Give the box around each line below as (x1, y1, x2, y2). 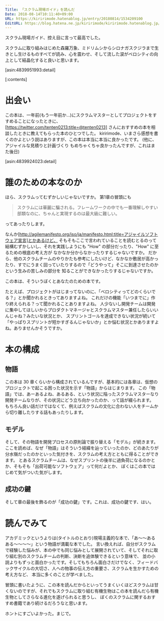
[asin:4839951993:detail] (5, 67, 56, 73)
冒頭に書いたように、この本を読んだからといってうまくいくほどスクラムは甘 (5, 581, 159, 588)
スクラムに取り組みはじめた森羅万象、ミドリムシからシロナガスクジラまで (5, 45, 155, 51)
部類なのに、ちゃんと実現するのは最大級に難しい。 (17, 211, 120, 217)
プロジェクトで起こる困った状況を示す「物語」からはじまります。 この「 (5, 385, 151, 391)
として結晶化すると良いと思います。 (9, 57, 82, 63)
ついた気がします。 (26, 469, 65, 475)
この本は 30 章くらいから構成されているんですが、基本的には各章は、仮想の (5, 379, 158, 385)
